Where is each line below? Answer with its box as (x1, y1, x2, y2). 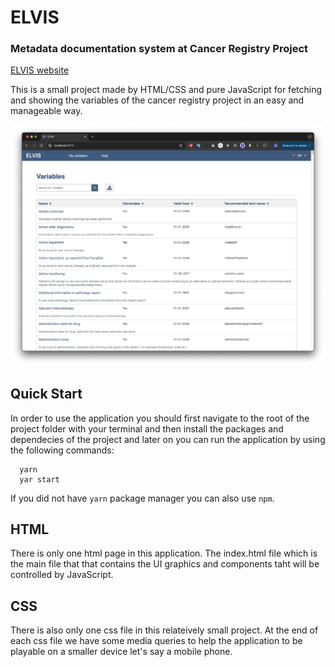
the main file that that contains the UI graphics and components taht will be (10, 558, 320, 570)
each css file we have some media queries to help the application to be (10, 635, 303, 647)
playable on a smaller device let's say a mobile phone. (10, 646, 233, 658)
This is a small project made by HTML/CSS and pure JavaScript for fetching (10, 84, 323, 96)
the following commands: (10, 444, 115, 456)
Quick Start (10, 386, 83, 403)
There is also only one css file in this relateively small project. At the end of (10, 624, 319, 636)
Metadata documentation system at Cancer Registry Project (10, 42, 309, 56)
